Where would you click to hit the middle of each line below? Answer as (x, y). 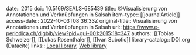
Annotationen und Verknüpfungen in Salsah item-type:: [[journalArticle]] (93, 15)
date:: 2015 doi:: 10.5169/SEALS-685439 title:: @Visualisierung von (87, 8)
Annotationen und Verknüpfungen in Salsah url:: (64, 27)
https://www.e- (141, 27)
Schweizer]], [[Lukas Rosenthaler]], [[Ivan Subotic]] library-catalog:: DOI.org (98, 39)
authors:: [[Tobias (153, 33)
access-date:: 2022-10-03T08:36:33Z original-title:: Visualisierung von (92, 21)
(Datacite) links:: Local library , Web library (56, 46)
